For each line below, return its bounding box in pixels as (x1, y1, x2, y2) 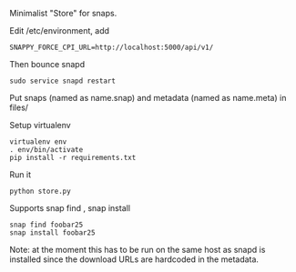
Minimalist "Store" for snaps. (9, 8, 117, 18)
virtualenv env (9, 137, 67, 146)
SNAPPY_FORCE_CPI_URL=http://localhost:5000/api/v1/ (9, 43, 214, 52)
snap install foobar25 (9, 228, 96, 237)
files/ (9, 102, 29, 113)
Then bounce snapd (9, 59, 85, 69)
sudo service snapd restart (9, 76, 117, 86)
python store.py (9, 186, 71, 196)
